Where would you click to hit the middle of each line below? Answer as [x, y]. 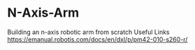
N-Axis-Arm [43, 13]
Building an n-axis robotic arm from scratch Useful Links [88, 32]
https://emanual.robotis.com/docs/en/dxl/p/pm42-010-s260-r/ [97, 39]
